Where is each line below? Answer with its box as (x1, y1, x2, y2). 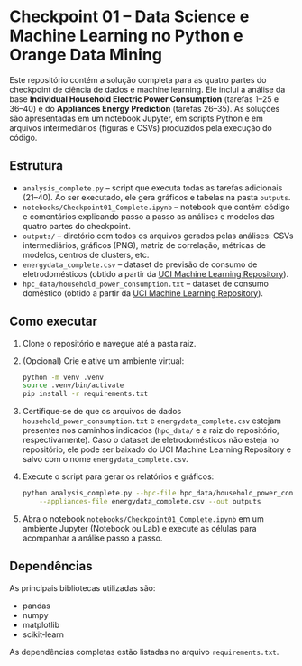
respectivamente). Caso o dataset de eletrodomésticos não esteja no (22, 435, 279, 446)
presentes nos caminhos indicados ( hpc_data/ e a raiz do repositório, (22, 425, 279, 436)
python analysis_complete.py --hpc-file (22, 489, 177, 498)
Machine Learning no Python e (9, 25, 243, 46)
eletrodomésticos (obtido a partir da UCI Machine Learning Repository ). (22, 268, 289, 279)
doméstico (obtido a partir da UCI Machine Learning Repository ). (22, 287, 264, 299)
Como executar (9, 314, 97, 329)
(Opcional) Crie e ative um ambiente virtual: (22, 355, 185, 366)
